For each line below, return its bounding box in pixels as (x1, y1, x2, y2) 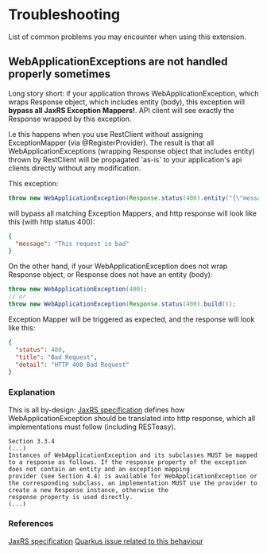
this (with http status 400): (8, 217, 95, 226)
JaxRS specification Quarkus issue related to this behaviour (8, 536, 204, 546)
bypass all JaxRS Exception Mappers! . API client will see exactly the (8, 105, 234, 115)
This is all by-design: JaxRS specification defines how (8, 404, 185, 415)
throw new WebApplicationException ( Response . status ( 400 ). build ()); (8, 300, 237, 308)
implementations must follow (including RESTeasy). (8, 422, 176, 431)
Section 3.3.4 (8, 437, 56, 445)
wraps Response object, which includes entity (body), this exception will (8, 97, 245, 107)
